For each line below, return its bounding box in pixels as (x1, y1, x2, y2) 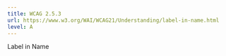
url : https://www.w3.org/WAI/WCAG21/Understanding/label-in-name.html (7, 17, 220, 24)
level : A (7, 23, 33, 30)
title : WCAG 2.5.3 (7, 10, 61, 17)
